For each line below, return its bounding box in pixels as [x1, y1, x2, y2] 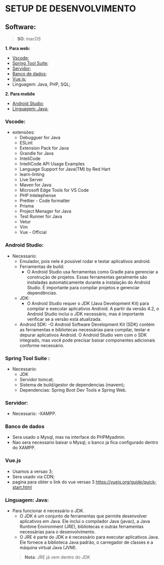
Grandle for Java [19, 151, 54, 156]
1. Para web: [5, 46, 31, 51]
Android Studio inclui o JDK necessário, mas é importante [27, 310, 144, 317]
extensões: [12, 129, 35, 135]
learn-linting [19, 171, 45, 177]
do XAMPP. [12, 445, 36, 451]
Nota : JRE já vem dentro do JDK [24, 554, 91, 560]
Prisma [19, 203, 34, 209]
